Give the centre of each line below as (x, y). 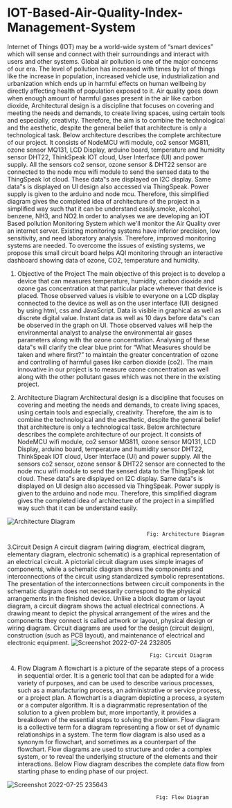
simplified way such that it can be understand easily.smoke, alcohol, (105, 209)
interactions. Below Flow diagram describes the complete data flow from (121, 764)
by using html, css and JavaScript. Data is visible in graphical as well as (119, 310)
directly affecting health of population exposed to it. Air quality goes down (113, 91)
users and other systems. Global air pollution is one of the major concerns (113, 61)
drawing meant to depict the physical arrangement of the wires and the (109, 613)
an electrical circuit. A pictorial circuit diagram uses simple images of (106, 561)
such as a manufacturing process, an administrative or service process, (119, 690)
